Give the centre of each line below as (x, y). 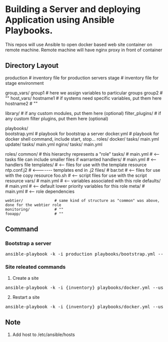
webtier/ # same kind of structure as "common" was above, (82, 200)
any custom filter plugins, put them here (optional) (57, 119)
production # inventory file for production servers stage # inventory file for (82, 78)
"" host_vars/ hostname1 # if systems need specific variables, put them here (83, 98)
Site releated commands (35, 267)
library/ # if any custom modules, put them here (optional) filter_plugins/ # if (83, 113)
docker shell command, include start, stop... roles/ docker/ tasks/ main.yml (82, 139)
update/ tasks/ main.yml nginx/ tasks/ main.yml (54, 144)
